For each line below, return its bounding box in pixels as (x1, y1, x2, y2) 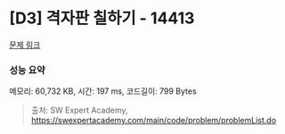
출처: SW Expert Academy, (30, 105, 128, 116)
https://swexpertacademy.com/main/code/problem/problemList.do (30, 115, 277, 126)
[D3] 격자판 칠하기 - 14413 (9, 8, 195, 29)
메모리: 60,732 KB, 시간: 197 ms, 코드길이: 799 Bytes (9, 86, 198, 96)
